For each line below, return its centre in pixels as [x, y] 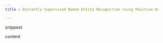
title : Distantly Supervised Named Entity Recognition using [69, 9]
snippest [14, 27]
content [13, 36]
